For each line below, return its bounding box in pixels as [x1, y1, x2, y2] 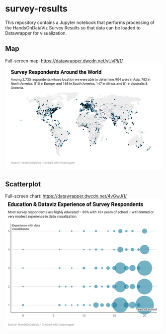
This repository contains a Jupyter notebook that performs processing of [5, 19, 155, 25]
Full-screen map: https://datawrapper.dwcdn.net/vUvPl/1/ [5, 58, 123, 64]
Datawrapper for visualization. [5, 30, 67, 36]
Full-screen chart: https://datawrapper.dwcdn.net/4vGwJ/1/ [5, 193, 127, 199]
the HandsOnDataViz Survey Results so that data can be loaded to [5, 24, 141, 30]
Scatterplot [5, 180, 41, 188]
